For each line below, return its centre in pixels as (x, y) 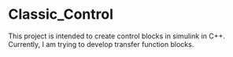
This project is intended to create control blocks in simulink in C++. (117, 36)
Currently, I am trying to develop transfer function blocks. (101, 44)
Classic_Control (61, 14)
